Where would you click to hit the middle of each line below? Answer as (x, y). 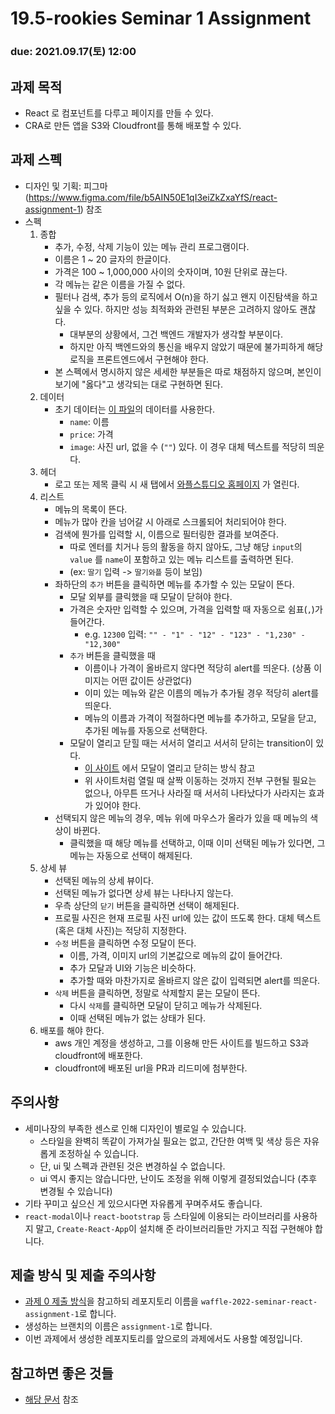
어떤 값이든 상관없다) (152, 680)
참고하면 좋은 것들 (62, 1373)
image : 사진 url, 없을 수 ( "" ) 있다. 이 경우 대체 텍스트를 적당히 (188, 446)
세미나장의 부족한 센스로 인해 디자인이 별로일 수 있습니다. (135, 1128)
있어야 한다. (118, 805)
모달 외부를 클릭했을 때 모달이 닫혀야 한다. (151, 596)
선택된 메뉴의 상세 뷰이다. (104, 880)
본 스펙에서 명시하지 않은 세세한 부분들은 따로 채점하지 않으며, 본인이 (188, 371)
